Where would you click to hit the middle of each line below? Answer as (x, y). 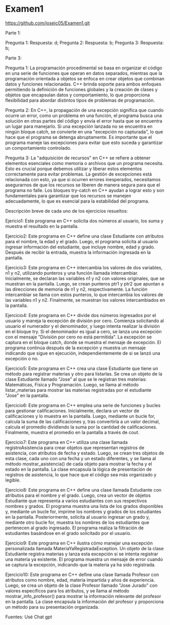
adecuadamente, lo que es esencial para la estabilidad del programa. (77, 201)
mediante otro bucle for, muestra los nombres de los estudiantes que (77, 522)
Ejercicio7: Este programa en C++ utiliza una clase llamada (66, 442)
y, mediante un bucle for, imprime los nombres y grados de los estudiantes (83, 512)
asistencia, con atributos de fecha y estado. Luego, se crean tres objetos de (85, 453)
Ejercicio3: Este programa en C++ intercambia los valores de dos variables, (84, 267)
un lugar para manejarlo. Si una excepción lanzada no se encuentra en (79, 126)
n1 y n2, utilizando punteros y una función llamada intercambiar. (72, 273)
